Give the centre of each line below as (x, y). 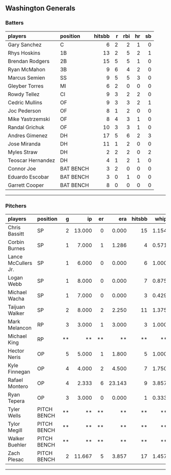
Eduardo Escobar (28, 176)
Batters (15, 23)
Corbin (16, 242)
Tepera (16, 401)
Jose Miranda (24, 143)
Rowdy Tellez (24, 94)
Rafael (16, 380)
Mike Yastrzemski (29, 119)
